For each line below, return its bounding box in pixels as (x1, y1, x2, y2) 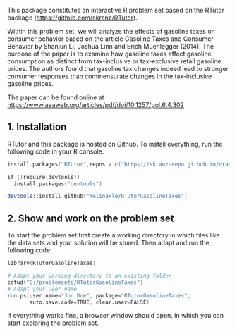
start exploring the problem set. (7, 318, 99, 327)
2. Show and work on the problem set (7, 212, 174, 224)
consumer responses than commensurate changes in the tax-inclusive (7, 72, 212, 80)
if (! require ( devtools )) (7, 173, 80, 180)
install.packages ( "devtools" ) (13, 180, 102, 187)
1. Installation (7, 121, 67, 133)
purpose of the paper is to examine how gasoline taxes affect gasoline (7, 49, 212, 58)
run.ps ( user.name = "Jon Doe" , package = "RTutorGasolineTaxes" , (7, 292, 191, 299)
